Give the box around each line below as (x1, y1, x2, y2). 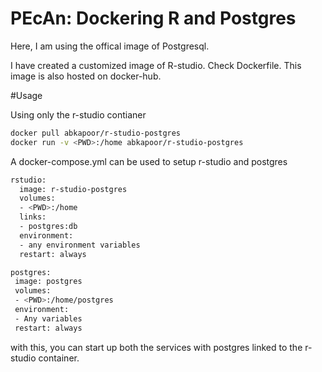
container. (38, 352, 80, 364)
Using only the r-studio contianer (10, 108, 147, 121)
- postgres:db (19, 222, 78, 232)
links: (19, 212, 47, 222)
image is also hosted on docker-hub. (10, 70, 162, 82)
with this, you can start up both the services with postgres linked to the (10, 341, 303, 353)
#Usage (10, 89, 43, 101)
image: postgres (14, 277, 83, 287)
